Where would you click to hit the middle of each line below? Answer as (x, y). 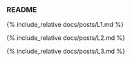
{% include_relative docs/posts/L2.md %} (66, 38)
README (22, 10)
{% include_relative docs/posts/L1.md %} (65, 25)
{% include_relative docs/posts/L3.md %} (66, 51)
